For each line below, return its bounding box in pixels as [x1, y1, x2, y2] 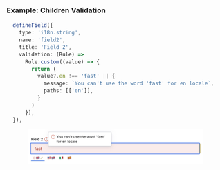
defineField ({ [12, 22, 53, 29]
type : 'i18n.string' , [19, 30, 81, 36]
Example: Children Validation [6, 6, 107, 15]
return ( [31, 65, 57, 72]
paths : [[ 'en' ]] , [43, 87, 94, 94]
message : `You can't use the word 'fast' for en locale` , [43, 80, 214, 87]
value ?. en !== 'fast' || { [37, 73, 116, 80]
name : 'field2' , [19, 36, 66, 43]
